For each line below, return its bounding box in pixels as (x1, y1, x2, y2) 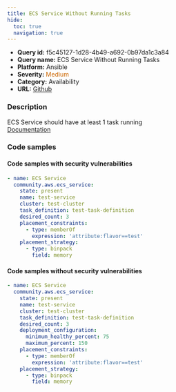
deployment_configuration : (19, 327, 97, 334)
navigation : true (13, 29, 63, 37)
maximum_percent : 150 (25, 340, 88, 347)
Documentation (7, 125, 51, 133)
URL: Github (17, 85, 52, 93)
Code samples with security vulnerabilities (7, 159, 133, 168)
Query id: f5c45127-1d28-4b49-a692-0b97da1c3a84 (17, 48, 169, 57)
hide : (7, 17, 23, 23)
